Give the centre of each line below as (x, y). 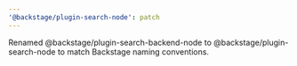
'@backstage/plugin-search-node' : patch (84, 17)
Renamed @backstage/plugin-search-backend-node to (110, 42)
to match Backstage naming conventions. (133, 51)
